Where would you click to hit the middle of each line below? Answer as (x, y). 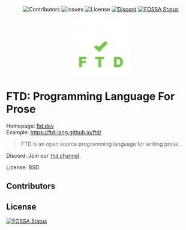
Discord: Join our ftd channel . (43, 155)
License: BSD (23, 167)
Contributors (31, 186)
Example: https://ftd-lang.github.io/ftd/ (54, 132)
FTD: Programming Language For (91, 97)
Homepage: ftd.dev (30, 126)
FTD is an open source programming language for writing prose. (100, 144)
